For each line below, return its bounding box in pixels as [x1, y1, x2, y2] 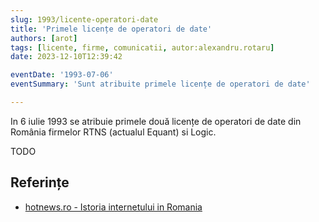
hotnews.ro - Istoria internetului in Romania [24, 201, 203, 213]
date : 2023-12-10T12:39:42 [10, 52, 123, 62]
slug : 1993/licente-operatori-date [10, 14, 159, 25]
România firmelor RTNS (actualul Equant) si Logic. [10, 126, 217, 138]
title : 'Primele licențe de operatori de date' [10, 24, 213, 34]
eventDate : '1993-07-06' [10, 70, 114, 80]
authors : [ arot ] [10, 33, 78, 43]
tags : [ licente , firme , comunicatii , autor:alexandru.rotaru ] [10, 42, 275, 53]
